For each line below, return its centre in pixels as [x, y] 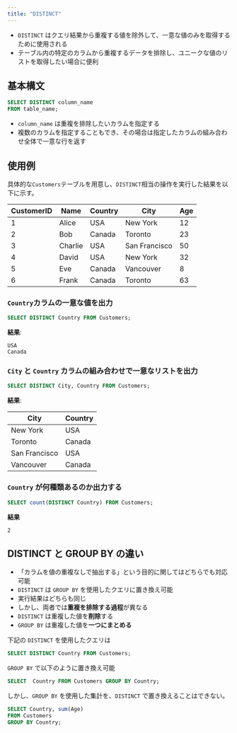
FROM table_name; [33, 109]
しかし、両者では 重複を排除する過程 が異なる [83, 607]
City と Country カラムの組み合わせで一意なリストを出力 [103, 371]
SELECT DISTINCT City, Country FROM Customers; [79, 386]
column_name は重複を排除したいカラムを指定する [89, 124]
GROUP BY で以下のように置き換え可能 [61, 668]
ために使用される [42, 44]
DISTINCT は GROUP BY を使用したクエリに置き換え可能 [95, 590]
